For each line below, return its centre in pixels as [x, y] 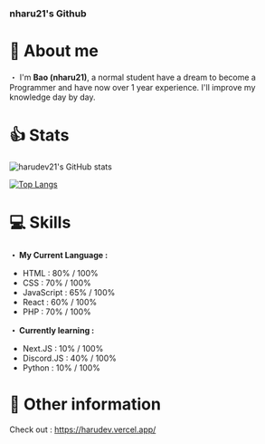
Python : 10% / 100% [62, 367]
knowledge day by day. [53, 97]
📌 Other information [85, 404]
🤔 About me [54, 51]
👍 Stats [39, 135]
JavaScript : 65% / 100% [69, 292]
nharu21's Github [48, 14]
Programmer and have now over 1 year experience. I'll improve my [132, 87]
